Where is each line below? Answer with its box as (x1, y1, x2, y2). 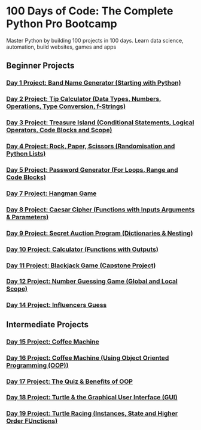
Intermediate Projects (6, 319, 89, 330)
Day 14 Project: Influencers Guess (6, 301, 107, 309)
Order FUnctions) (6, 417, 58, 425)
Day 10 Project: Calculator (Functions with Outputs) (6, 245, 159, 253)
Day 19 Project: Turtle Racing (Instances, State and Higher (6, 410, 178, 418)
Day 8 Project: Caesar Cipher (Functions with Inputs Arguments (6, 205, 195, 214)
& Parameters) (6, 213, 49, 221)
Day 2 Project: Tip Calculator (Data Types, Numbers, (6, 95, 162, 103)
